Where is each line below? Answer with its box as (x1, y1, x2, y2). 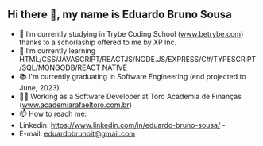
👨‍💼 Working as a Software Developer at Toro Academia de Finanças (18, 91, 242, 101)
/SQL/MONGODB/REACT (18, 63, 101, 72)
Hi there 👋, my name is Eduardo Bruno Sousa (7, 8, 232, 21)
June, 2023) (18, 83, 60, 92)
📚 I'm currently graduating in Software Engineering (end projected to (18, 71, 247, 81)
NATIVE (102, 63, 128, 72)
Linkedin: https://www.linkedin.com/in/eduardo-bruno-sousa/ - (18, 120, 226, 129)
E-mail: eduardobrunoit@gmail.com (18, 129, 136, 138)
